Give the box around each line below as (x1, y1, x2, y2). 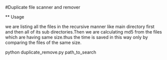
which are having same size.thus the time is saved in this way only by (5, 34, 148, 40)
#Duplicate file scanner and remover (5, 4, 80, 10)
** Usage (5, 14, 24, 19)
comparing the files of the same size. (5, 39, 81, 45)
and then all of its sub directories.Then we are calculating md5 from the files (5, 29, 162, 34)
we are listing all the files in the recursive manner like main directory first (5, 23, 155, 29)
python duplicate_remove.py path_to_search (5, 49, 96, 55)
